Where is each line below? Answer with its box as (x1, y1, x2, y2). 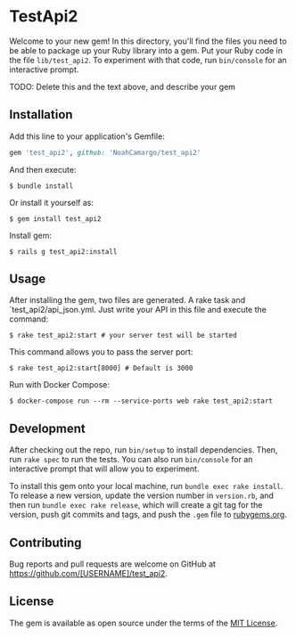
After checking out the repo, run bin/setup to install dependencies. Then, (9, 445, 278, 455)
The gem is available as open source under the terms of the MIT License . (9, 617, 278, 628)
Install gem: (9, 230, 52, 241)
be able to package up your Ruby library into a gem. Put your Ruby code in (9, 45, 284, 55)
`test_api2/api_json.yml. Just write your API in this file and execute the (9, 305, 267, 315)
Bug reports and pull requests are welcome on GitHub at (9, 559, 217, 569)
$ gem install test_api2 (9, 214, 102, 224)
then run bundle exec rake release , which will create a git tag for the (9, 500, 263, 510)
